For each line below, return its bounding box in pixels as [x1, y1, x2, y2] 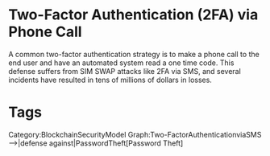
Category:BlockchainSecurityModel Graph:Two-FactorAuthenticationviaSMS [8, 129, 262, 139]
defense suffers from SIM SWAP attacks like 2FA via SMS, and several [8, 66, 242, 76]
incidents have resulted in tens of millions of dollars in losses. [8, 75, 212, 84]
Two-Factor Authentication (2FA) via [8, 6, 259, 24]
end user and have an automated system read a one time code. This [8, 58, 235, 68]
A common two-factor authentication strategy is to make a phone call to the [8, 49, 260, 59]
